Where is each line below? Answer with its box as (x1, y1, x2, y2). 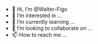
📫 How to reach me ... (11, 32, 67, 38)
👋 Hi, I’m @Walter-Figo (11, 6, 68, 12)
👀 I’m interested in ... (11, 12, 62, 19)
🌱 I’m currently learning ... (11, 18, 75, 25)
